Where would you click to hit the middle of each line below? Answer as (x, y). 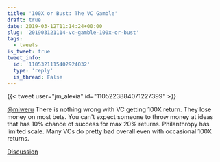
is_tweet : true (29, 52)
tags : (15, 39)
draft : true (24, 20)
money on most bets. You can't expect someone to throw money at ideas (110, 117)
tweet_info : (24, 58)
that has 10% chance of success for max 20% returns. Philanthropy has (108, 124)
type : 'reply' (33, 70)
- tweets (26, 45)
